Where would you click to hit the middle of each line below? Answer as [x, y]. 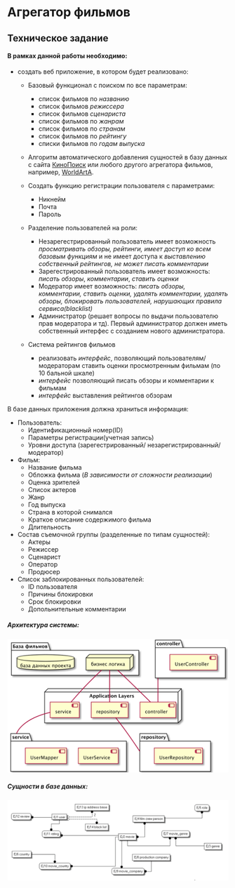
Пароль [50, 214]
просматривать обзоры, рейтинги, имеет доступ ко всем [125, 248]
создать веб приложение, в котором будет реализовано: [103, 72]
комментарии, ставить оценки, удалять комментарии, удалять [133, 293]
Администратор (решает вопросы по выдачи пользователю [128, 316]
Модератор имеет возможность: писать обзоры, [112, 286]
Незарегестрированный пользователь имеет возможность [127, 241]
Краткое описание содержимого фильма [90, 519]
